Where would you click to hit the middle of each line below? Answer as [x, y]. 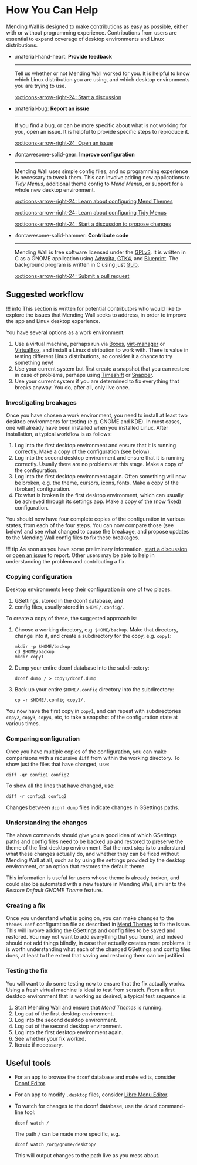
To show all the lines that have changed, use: [60, 786]
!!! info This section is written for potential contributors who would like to [93, 308]
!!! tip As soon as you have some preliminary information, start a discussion [97, 549]
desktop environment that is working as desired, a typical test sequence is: [96, 996]
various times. [23, 724]
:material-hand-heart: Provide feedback [63, 56]
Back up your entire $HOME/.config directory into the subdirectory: [94, 690]
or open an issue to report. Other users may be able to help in [81, 555]
